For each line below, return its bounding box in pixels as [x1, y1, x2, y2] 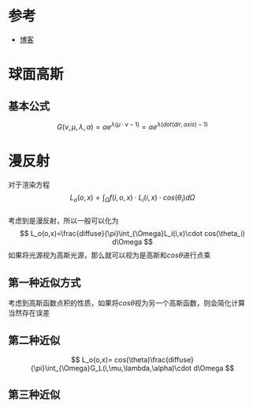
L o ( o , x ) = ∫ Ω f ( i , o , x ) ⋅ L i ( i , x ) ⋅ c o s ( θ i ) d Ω [69, 193, 195, 204]
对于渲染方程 [8, 179, 50, 189]
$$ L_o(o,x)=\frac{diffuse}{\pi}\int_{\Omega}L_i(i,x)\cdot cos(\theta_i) [19, 229, 246, 238]
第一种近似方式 [8, 275, 81, 289]
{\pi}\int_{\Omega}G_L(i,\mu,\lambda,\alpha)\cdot [30, 363, 192, 372]
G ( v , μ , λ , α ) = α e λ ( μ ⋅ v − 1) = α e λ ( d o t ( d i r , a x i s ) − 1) [56, 120, 209, 131]
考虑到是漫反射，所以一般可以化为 [8, 216, 119, 226]
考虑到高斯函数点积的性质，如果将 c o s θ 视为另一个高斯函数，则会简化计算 [8, 298, 246, 308]
